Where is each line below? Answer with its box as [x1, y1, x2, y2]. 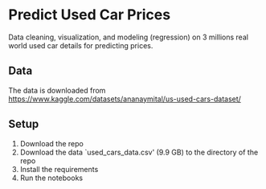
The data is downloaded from [8, 85, 106, 95]
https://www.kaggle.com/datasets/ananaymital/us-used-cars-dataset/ [8, 94, 241, 104]
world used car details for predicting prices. [8, 40, 153, 50]
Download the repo [19, 138, 84, 148]
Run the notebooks [19, 173, 83, 183]
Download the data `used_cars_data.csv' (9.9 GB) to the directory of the [19, 147, 259, 157]
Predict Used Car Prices [8, 6, 171, 24]
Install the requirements [19, 164, 99, 174]
